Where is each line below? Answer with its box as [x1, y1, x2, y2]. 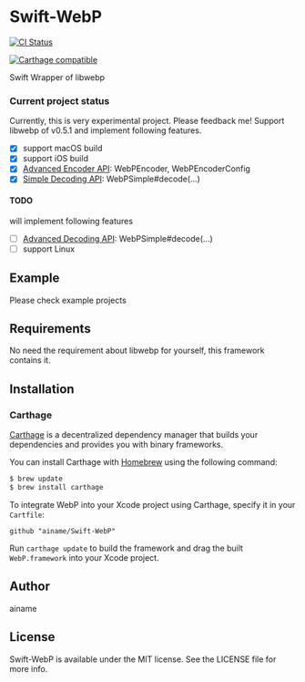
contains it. [9, 355, 52, 366]
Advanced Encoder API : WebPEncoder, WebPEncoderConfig [22, 163, 250, 174]
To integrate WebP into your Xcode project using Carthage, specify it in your [9, 499, 296, 510]
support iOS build [22, 153, 89, 164]
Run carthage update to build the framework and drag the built [9, 542, 244, 553]
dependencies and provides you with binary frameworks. [9, 439, 224, 450]
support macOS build [22, 143, 103, 154]
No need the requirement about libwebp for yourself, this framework [9, 345, 266, 356]
